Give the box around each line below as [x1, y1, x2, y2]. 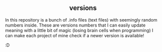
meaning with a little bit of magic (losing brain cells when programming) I [5, 27, 154, 33]
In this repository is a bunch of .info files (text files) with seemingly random [5, 17, 158, 23]
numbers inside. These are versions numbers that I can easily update [5, 22, 146, 28]
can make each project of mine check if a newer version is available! [5, 32, 145, 38]
